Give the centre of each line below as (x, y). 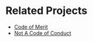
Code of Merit (31, 27)
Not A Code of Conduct (42, 33)
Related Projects (46, 11)
